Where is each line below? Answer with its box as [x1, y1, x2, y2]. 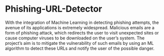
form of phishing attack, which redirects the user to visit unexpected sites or [5, 30, 159, 36]
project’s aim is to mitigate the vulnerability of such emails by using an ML [5, 40, 154, 46]
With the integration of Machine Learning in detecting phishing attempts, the [5, 19, 159, 25]
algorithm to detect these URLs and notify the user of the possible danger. [5, 45, 155, 51]
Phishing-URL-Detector [5, 3, 102, 15]
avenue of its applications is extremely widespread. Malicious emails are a [5, 24, 155, 30]
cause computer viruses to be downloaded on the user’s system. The [5, 35, 145, 41]
